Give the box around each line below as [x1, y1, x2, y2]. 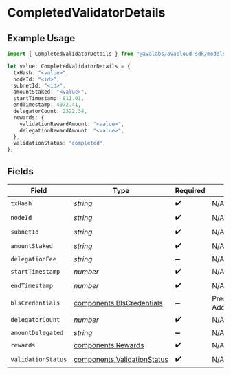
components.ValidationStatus [73, 355, 168, 365]
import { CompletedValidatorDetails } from [7, 50, 134, 57]
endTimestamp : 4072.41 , [13, 101, 81, 108]
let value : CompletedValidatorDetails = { [7, 63, 131, 70]
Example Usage [7, 32, 76, 44]
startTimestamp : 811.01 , [13, 95, 85, 102]
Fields [7, 165, 34, 177]
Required [175, 185, 206, 195]
